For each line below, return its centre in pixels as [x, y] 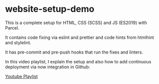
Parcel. [12, 28]
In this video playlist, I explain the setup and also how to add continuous [78, 61]
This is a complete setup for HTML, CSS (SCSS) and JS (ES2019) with [76, 23]
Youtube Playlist [21, 76]
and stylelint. [18, 42]
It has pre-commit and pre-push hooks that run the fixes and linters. [74, 52]
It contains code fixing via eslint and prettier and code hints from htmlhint [79, 37]
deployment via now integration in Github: [48, 67]
